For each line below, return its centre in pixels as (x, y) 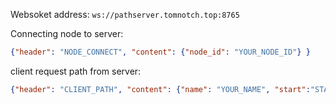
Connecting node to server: (67, 33)
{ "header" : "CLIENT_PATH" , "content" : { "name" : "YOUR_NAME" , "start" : (160, 89)
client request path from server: (76, 71)
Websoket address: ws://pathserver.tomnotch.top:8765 (125, 14)
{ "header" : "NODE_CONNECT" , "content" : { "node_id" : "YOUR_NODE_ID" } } (160, 52)
